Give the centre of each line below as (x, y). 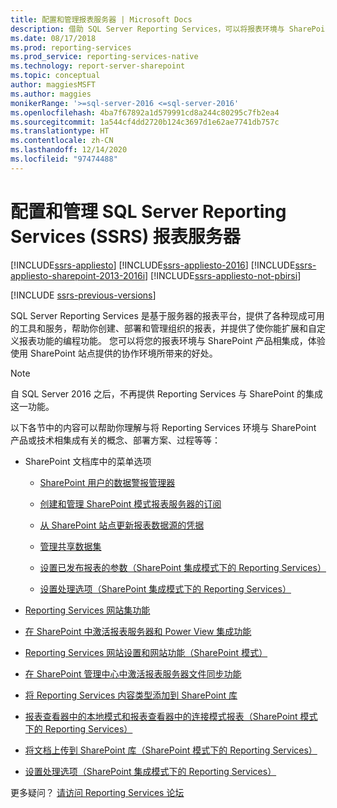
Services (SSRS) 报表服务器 (125, 236)
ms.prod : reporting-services (71, 47)
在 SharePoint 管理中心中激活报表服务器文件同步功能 (133, 673)
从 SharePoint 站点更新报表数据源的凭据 (122, 525)
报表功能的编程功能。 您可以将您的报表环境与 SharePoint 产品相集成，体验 (172, 340)
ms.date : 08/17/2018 (53, 38)
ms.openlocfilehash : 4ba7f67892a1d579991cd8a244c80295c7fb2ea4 (145, 112)
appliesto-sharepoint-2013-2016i (78, 275)
